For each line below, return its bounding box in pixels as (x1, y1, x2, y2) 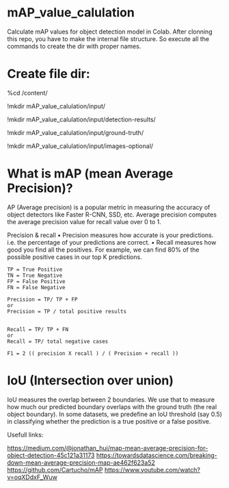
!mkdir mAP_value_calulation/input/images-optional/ (7, 142, 154, 150)
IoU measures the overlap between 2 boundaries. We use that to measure (7, 395, 215, 404)
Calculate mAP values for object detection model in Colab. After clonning (7, 27, 213, 36)
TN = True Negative (7, 272, 63, 279)
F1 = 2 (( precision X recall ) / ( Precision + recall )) (7, 350, 179, 357)
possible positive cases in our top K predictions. (7, 252, 142, 261)
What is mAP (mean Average (7, 166, 174, 182)
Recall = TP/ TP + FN (7, 326, 69, 333)
